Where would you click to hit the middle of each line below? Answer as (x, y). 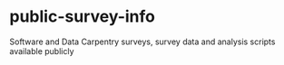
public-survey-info (83, 17)
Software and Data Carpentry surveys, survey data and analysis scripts (142, 42)
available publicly (42, 51)
